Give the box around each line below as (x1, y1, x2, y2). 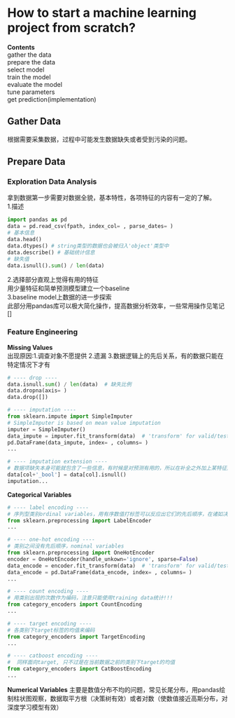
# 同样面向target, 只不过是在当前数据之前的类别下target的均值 (7, 659, 176, 666)
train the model (7, 72, 51, 81)
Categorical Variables (7, 490, 72, 499)
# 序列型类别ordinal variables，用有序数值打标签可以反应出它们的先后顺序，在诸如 (7, 510, 223, 517)
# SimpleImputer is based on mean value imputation (7, 419, 161, 426)
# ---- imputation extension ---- (7, 458, 108, 466)
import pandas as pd (7, 216, 68, 224)
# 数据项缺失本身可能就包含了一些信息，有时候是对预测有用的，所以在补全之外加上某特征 (7, 465, 227, 472)
